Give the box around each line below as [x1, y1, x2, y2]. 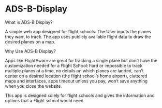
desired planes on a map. [5, 39, 56, 44]
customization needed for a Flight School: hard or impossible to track [5, 63, 143, 68]
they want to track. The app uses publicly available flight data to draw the [5, 34, 151, 40]
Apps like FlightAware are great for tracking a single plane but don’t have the [5, 57, 158, 63]
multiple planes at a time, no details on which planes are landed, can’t [5, 67, 144, 73]
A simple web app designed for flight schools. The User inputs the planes [5, 28, 151, 34]
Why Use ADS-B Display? [5, 48, 56, 54]
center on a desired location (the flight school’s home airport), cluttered [5, 73, 147, 79]
